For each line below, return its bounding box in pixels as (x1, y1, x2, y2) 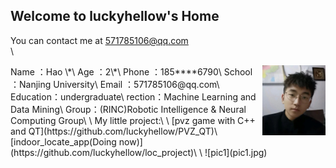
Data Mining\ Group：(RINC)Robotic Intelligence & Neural (10, 103, 247, 115)
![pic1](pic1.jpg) (204, 146, 268, 158)
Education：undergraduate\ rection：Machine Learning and (10, 90, 257, 103)
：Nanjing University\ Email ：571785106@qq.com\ (10, 78, 220, 90)
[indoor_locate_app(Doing (10, 135, 117, 148)
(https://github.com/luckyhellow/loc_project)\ (10, 146, 198, 158)
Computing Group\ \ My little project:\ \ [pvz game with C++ (10, 114, 256, 126)
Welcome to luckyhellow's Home (10, 8, 220, 25)
